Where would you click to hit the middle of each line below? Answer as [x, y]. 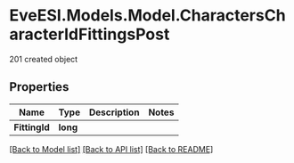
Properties [39, 87]
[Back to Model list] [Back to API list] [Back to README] [111, 149]
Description [114, 112]
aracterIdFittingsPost [90, 34]
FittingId [32, 127]
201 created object [44, 59]
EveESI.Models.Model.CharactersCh [148, 16]
